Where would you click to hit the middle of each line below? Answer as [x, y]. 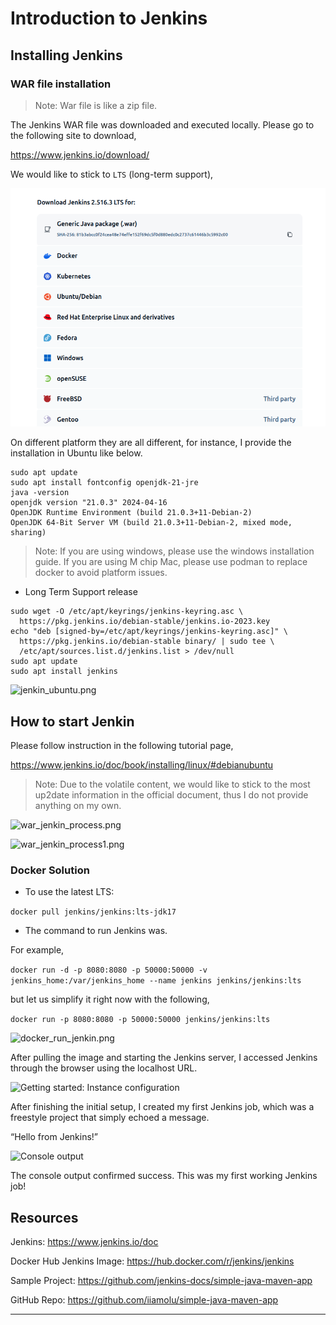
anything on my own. [78, 805]
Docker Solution [50, 870]
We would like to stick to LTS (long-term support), [112, 174]
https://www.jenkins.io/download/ [80, 154]
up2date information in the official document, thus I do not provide [171, 794]
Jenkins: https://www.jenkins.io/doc [84, 1242]
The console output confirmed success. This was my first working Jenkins [164, 1176]
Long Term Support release [81, 592]
